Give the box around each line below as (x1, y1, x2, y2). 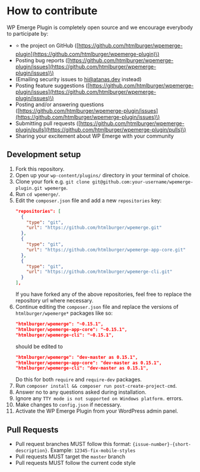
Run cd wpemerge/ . (15, 190, 61, 197)
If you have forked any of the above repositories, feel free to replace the (15, 291, 192, 298)
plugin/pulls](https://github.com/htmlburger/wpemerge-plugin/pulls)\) (15, 126, 186, 133)
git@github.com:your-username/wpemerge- (92, 179, 193, 185)
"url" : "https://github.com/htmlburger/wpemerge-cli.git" (26, 269, 173, 275)
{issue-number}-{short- (132, 442, 192, 448)
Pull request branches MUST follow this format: (15, 441, 132, 448)
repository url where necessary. (15, 297, 94, 304)
